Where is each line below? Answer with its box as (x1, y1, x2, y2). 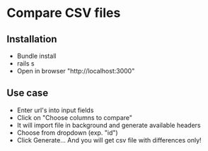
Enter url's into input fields (16, 106, 94, 114)
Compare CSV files (6, 5, 121, 21)
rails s (16, 59, 35, 68)
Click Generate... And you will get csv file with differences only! (16, 135, 202, 144)
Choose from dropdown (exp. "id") (16, 128, 118, 137)
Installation (6, 33, 57, 45)
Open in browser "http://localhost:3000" (16, 67, 135, 75)
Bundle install (16, 52, 57, 60)
